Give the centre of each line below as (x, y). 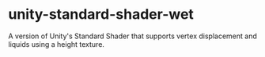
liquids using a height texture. (57, 44)
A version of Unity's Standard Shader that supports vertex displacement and (132, 36)
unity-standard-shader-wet (101, 14)
